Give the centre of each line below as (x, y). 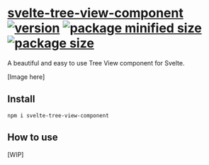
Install (21, 99)
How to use (33, 138)
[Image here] (26, 77)
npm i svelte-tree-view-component (58, 115)
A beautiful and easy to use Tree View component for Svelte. (96, 63)
